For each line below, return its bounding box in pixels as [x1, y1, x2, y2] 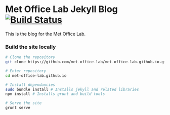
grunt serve [5, 105, 30, 110]
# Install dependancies [5, 82, 56, 87]
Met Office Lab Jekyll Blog [5, 4, 118, 15]
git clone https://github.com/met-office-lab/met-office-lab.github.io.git [5, 59, 168, 65]
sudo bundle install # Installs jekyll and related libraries [5, 87, 139, 92]
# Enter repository [5, 68, 47, 73]
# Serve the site [5, 100, 42, 106]
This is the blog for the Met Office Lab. [5, 31, 86, 37]
